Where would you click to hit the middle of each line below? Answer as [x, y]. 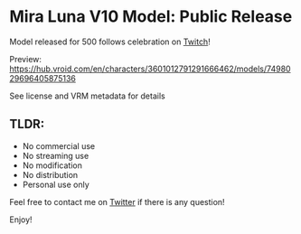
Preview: [26, 59]
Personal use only [56, 184]
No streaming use [56, 155]
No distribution [50, 174]
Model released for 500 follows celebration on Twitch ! [110, 42]
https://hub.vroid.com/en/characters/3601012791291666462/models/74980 [150, 69]
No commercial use [59, 145]
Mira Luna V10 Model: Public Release [151, 17]
